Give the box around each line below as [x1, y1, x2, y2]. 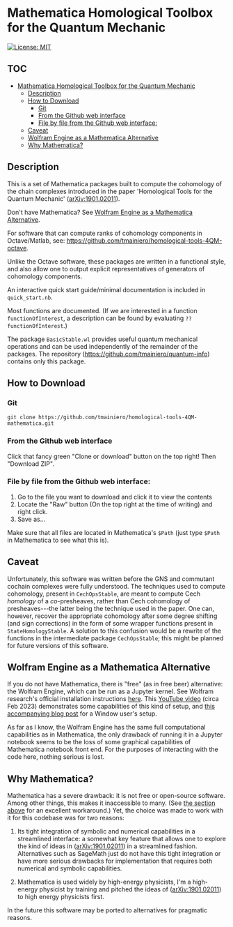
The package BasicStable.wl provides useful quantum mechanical [7, 335, 198, 343]
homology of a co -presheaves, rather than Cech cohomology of [7, 596, 191, 605]
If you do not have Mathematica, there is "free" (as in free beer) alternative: [7, 680, 223, 688]
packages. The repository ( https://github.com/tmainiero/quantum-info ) [7, 349, 210, 358]
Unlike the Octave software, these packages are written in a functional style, [7, 257, 226, 266]
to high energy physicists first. [17, 893, 104, 901]
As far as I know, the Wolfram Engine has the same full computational [7, 723, 206, 732]
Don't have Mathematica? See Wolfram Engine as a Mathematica [7, 208, 193, 216]
